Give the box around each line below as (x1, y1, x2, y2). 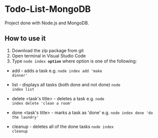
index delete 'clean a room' (11, 101, 72, 106)
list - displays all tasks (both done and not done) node (11, 81, 121, 87)
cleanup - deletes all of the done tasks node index (11, 123, 114, 130)
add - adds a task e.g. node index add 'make (11, 68, 103, 73)
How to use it (4, 34, 46, 43)
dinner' (11, 73, 28, 78)
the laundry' (11, 115, 39, 120)
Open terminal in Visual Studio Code (11, 53, 86, 59)
